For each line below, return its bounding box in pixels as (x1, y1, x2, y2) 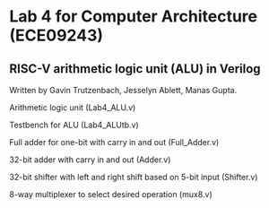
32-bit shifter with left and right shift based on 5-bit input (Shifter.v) (9, 172, 258, 182)
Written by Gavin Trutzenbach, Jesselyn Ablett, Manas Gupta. (9, 85, 238, 95)
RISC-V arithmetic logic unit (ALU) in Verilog (9, 61, 262, 76)
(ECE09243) (9, 25, 104, 46)
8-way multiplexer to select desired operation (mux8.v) (9, 189, 213, 199)
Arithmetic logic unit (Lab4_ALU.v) (9, 102, 136, 113)
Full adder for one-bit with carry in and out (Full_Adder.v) (9, 137, 220, 147)
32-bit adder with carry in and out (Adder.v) (9, 154, 171, 165)
